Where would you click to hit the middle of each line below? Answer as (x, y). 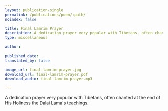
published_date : (22, 56)
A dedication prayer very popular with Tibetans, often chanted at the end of (83, 98)
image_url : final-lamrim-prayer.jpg (43, 70)
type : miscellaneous (27, 38)
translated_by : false (28, 61)
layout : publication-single (34, 10)
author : (13, 47)
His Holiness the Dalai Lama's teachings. (47, 103)
